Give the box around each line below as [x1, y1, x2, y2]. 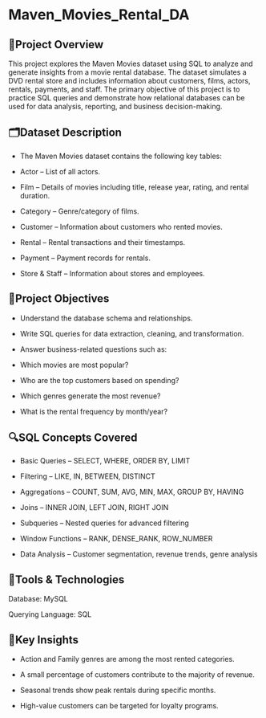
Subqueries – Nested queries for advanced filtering [19, 518, 190, 528]
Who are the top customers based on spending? [19, 375, 179, 385]
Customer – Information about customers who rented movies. [19, 222, 223, 231]
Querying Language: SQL [8, 610, 92, 619]
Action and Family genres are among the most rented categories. [19, 655, 235, 664]
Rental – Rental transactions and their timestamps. [19, 237, 186, 247]
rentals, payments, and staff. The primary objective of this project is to [8, 84, 240, 94]
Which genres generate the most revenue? [19, 391, 161, 401]
